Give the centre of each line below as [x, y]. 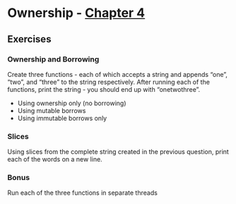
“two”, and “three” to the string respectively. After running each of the [109, 82]
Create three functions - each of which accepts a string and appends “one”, [118, 74]
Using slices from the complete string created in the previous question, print [118, 152]
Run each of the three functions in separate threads [82, 193]
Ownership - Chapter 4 [76, 13]
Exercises [29, 39]
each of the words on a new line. [55, 160]
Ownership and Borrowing [53, 59]
